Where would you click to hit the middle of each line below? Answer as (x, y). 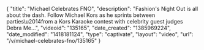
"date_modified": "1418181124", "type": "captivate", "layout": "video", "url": (100, 34)
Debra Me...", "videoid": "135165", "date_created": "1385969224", (89, 28)
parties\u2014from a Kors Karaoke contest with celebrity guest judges (95, 21)
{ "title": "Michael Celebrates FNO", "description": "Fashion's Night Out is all (102, 9)
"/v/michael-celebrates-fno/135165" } (54, 41)
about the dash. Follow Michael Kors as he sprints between (81, 15)
